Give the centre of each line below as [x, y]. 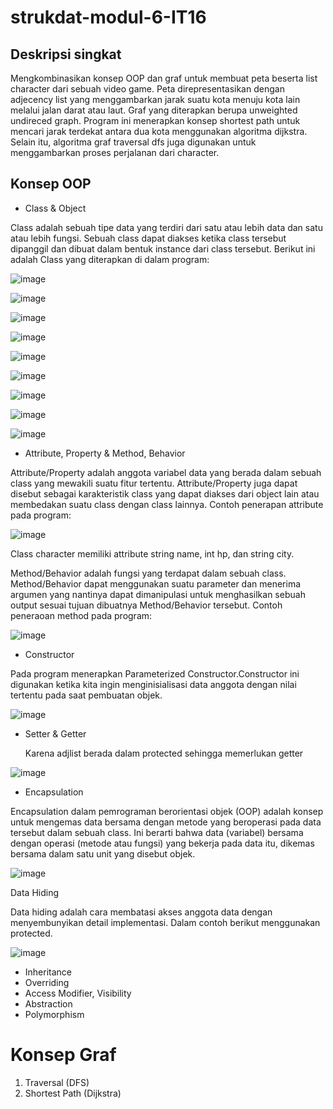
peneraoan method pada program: [81, 615]
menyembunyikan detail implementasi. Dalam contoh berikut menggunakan [165, 922]
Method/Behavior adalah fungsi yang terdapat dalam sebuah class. [148, 573]
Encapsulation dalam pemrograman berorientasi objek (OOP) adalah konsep [167, 811]
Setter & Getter [55, 733]
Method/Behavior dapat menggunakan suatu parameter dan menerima [156, 583]
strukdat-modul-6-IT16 [108, 17]
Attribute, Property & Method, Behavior [105, 453]
